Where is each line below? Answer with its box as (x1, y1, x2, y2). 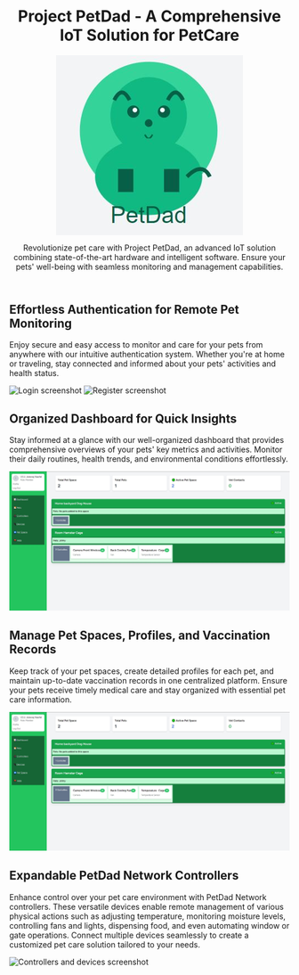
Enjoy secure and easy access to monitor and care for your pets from (9, 340, 263, 350)
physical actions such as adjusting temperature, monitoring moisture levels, (9, 911, 287, 922)
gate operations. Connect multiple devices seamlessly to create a (9, 930, 249, 940)
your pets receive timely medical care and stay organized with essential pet (9, 684, 287, 695)
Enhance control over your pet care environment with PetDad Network (9, 891, 267, 902)
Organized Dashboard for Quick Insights (9, 411, 238, 426)
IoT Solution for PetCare (59, 25, 240, 45)
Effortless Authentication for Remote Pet (9, 301, 240, 317)
